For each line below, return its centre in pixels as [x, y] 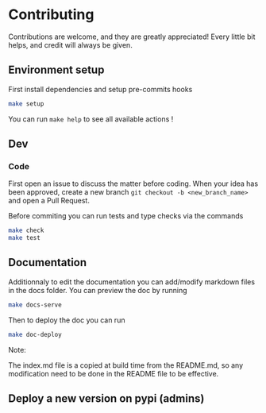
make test [25, 238]
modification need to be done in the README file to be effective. [114, 373]
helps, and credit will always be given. [70, 44]
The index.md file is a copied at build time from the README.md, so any [126, 365]
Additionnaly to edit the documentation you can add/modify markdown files [132, 282]
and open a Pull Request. [49, 201]
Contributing [51, 15]
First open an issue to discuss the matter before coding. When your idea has [133, 183]
